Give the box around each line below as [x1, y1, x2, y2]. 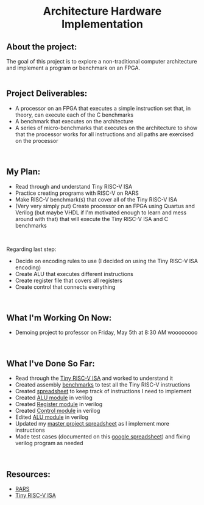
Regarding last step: [6, 245, 57, 253]
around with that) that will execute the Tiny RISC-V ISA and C [15, 215, 169, 222]
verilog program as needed [15, 440, 83, 447]
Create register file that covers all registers [15, 277, 123, 284]
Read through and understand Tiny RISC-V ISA [15, 183, 133, 190]
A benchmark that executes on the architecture [15, 117, 134, 125]
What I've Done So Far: [6, 358, 96, 369]
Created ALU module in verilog [15, 394, 93, 401]
